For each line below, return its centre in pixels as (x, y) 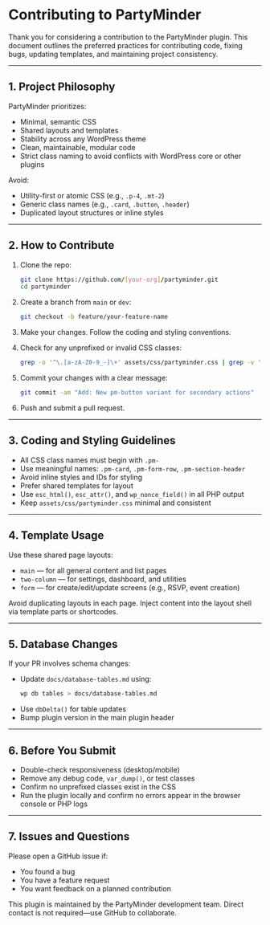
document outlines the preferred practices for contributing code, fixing (125, 45)
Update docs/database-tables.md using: (86, 679)
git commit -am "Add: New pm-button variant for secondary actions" (137, 393)
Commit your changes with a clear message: (94, 378)
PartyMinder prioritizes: (47, 106)
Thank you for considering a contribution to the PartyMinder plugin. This (128, 37)
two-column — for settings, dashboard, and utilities (103, 579)
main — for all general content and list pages (93, 570)
